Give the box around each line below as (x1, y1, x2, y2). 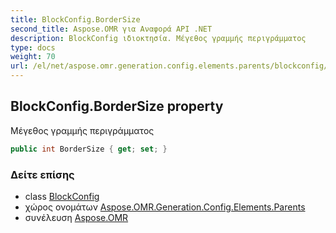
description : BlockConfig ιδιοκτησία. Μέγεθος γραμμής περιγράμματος (10, 33, 307, 43)
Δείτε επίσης (10, 167, 75, 181)
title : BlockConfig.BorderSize (10, 14, 141, 25)
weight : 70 (10, 52, 56, 62)
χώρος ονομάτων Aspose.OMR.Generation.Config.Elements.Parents (24, 201, 306, 213)
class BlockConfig (24, 190, 100, 202)
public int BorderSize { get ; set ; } (10, 144, 168, 154)
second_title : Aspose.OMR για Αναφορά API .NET (10, 24, 213, 34)
